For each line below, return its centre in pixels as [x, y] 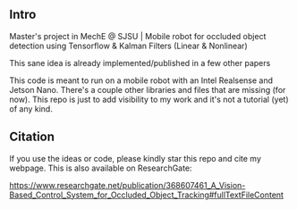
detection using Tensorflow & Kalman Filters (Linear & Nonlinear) [128, 46]
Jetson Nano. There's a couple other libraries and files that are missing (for [148, 89]
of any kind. [31, 109]
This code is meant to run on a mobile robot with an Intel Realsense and [141, 80]
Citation [32, 137]
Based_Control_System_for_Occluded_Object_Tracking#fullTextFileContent [147, 195]
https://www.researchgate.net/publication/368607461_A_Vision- [127, 185]
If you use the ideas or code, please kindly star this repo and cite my [136, 158]
